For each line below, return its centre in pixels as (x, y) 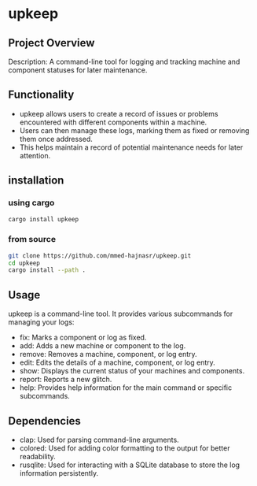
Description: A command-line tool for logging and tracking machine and (124, 61)
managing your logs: (41, 322)
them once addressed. (56, 139)
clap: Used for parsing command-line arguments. (99, 440)
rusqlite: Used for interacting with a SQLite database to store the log (130, 465)
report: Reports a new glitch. (66, 380)
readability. (38, 456)
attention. (35, 155)
